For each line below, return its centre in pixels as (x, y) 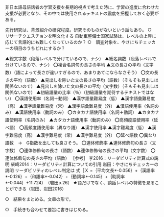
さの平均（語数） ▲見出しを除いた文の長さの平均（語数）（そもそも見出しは (82, 80)
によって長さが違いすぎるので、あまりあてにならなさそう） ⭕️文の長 (89, 72)
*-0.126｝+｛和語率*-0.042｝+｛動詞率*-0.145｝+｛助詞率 (65, 176)
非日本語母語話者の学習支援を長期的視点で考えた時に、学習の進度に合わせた (82, 7)
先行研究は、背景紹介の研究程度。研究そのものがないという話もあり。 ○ (78, 30)
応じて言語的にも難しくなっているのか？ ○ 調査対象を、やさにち (72, 42)
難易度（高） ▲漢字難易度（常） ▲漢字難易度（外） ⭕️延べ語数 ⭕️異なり (83, 135)
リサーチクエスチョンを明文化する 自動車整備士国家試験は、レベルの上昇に (81, 36)
